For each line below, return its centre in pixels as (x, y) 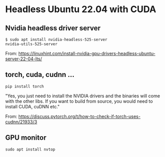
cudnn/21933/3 (21, 122)
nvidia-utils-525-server (31, 44)
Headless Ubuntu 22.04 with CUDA (81, 9)
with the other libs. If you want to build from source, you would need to (79, 101)
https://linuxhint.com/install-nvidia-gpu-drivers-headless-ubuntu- (87, 53)
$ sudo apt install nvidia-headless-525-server (56, 40)
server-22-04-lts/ (24, 59)
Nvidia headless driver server (53, 28)
